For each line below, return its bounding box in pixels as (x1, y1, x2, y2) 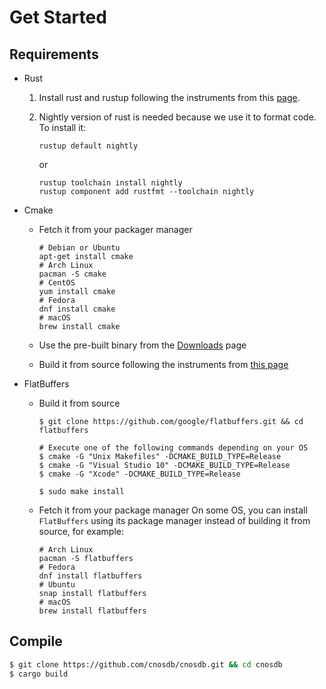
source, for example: (38, 526, 124, 537)
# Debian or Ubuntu (38, 243, 121, 253)
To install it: (38, 122, 87, 133)
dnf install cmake (38, 304, 116, 314)
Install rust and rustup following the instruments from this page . (38, 92, 301, 103)
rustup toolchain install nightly (38, 178, 183, 188)
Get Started (9, 6, 107, 29)
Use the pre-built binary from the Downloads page (38, 339, 247, 351)
